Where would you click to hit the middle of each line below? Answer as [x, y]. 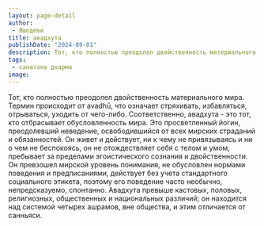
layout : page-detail [42, 15]
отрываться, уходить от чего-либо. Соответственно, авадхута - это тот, [130, 114]
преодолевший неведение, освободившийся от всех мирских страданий [132, 131]
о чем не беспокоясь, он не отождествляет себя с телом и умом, [119, 147]
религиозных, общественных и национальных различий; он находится [128, 198]
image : [19, 75]
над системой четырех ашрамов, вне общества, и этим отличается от [127, 206]
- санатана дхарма [42, 67]
